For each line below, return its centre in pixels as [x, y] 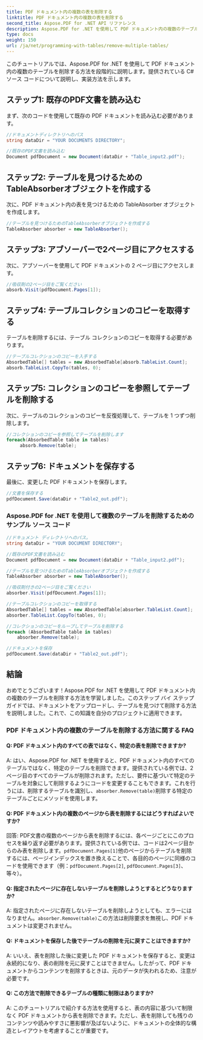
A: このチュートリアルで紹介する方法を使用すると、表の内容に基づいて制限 [99, 1008]
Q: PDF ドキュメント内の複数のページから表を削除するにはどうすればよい [98, 813]
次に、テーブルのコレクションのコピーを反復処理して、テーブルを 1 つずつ [98, 415]
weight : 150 [21, 40]
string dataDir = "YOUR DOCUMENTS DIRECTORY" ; [66, 140]
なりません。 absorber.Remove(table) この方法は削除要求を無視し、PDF [94, 918]
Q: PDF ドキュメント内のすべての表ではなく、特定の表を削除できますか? [96, 746]
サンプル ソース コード [39, 525]
